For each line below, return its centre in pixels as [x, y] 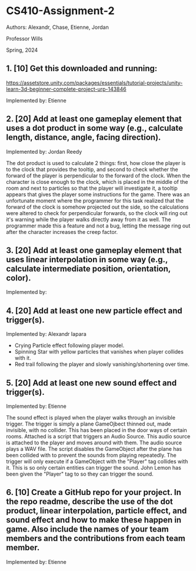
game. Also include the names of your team [87, 529]
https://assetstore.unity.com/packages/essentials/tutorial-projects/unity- [94, 82]
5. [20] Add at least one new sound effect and [92, 383]
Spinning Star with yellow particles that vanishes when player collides [99, 352]
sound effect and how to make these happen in [94, 520]
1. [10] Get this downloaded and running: [82, 69]
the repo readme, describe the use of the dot [89, 502]
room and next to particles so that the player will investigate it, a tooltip [92, 188]
